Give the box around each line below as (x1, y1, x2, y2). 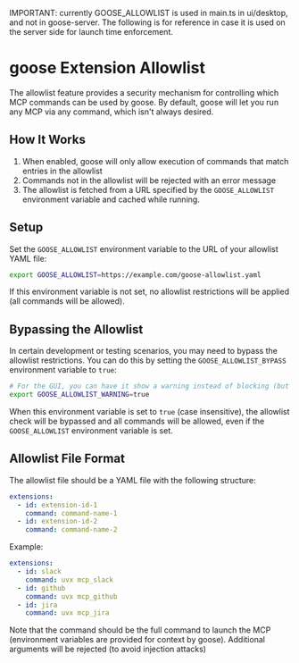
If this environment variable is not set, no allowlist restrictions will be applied (9, 286, 290, 298)
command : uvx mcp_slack (25, 575, 114, 584)
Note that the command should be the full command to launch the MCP (9, 625, 271, 635)
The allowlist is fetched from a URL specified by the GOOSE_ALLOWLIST (21, 184, 275, 195)
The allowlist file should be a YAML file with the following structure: (9, 474, 256, 485)
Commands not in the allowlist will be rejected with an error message (21, 174, 277, 186)
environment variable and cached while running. (21, 194, 201, 205)
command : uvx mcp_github (25, 592, 118, 601)
